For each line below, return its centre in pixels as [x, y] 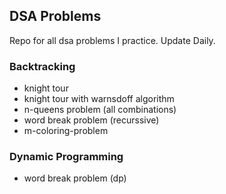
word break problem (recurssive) [91, 120]
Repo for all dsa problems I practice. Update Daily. [112, 40]
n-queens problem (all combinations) [100, 110]
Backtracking [42, 66]
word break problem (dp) [75, 178]
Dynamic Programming [66, 157]
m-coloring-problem [66, 131]
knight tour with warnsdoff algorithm [99, 99]
